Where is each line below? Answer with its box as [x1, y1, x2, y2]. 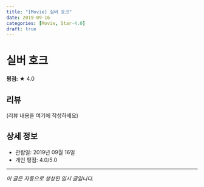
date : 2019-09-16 [6, 15, 50, 21]
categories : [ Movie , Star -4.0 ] [6, 20, 86, 26]
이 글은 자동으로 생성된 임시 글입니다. [6, 174, 94, 182]
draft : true [6, 25, 36, 32]
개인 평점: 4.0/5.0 [15, 156, 58, 163]
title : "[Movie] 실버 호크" [6, 8, 72, 15]
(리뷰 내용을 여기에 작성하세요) [6, 112, 79, 119]
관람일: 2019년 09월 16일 [15, 148, 75, 155]
